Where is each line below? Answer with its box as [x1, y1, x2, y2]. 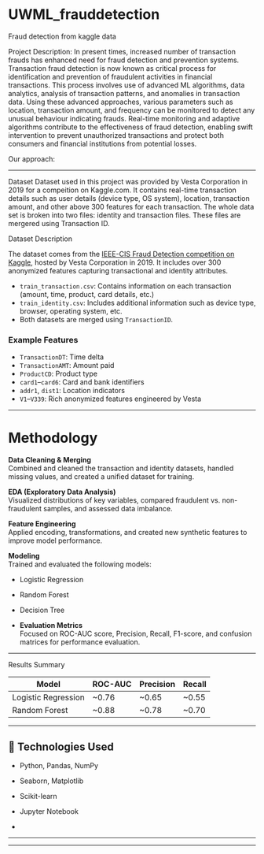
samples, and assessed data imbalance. [42, 504, 173, 514]
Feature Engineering [8, 519, 76, 529]
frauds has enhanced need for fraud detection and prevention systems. [8, 55, 240, 65]
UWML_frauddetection [8, 6, 160, 24]
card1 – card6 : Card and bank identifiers [19, 377, 145, 387]
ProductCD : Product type [19, 369, 98, 379]
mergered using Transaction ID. [8, 218, 110, 228]
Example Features [8, 334, 79, 345]
